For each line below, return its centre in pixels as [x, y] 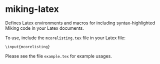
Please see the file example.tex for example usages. [59, 56]
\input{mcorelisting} [28, 47]
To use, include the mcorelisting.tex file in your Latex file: [65, 38]
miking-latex [32, 9]
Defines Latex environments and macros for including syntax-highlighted [80, 23]
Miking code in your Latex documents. [44, 28]
